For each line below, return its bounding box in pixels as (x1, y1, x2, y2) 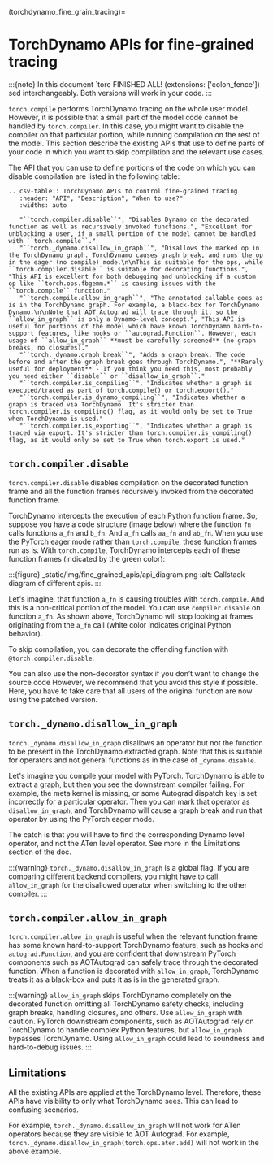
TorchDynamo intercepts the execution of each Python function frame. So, (8, 510, 258, 520)
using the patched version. (8, 694, 98, 704)
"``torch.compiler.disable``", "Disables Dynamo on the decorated (19, 215, 249, 224)
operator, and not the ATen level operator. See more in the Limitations (8, 838, 240, 848)
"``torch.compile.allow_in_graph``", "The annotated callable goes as (19, 293, 264, 302)
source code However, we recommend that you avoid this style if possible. (8, 677, 258, 687)
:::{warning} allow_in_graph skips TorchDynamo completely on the (8, 991, 232, 1001)
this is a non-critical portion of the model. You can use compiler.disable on (8, 602, 261, 612)
